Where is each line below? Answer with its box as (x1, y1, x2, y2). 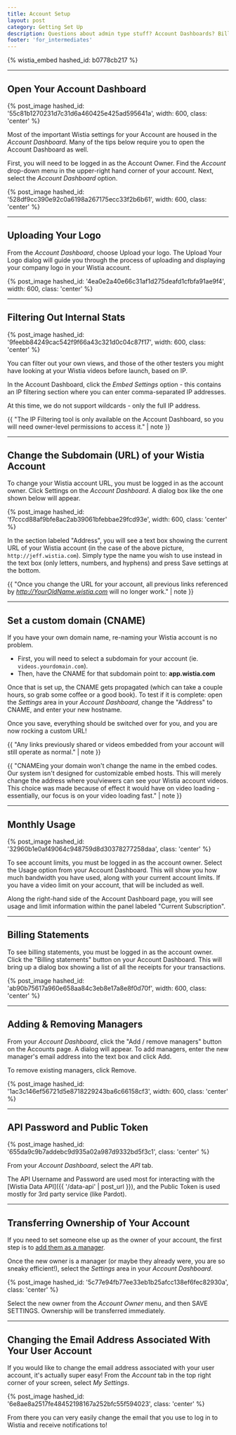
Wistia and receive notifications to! (7, 1421, 107, 1429)
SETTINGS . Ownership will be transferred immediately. (7, 1307, 166, 1315)
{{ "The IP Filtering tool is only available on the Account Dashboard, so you (7, 415, 223, 423)
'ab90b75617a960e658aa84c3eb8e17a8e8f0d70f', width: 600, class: (7, 984, 207, 992)
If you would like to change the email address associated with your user (7, 1364, 215, 1372)
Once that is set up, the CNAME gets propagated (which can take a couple (7, 683, 223, 692)
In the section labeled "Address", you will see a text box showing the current (7, 537, 228, 545)
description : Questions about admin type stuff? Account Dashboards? (7, 30, 216, 37)
